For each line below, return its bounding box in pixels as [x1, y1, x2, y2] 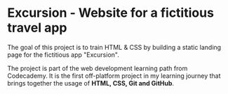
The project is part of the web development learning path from [7, 64, 188, 72]
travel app [7, 20, 67, 36]
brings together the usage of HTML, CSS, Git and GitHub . [7, 79, 174, 87]
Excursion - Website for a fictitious [7, 5, 214, 21]
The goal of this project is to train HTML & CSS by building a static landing [7, 43, 222, 51]
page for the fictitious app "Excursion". [7, 51, 119, 59]
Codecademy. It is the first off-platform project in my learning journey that [7, 72, 221, 80]
